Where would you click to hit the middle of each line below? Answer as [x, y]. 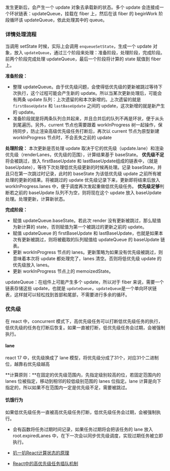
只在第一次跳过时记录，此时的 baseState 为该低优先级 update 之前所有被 [85, 174]
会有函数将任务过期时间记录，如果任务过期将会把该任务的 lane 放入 [83, 429]
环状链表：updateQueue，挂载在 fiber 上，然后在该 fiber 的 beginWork [83, 13]
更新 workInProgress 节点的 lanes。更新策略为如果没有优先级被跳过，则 [88, 252]
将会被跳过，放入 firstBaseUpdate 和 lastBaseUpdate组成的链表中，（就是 [82, 161]
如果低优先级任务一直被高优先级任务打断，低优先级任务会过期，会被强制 [81, 412]
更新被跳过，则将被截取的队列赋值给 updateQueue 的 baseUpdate [91, 240]
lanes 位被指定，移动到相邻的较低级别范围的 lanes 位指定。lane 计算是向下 [83, 381]
